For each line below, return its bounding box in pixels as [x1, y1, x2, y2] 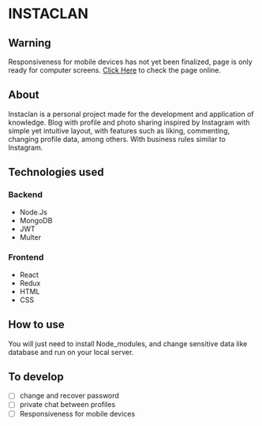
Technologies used [8, 166, 104, 179]
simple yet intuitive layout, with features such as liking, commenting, [8, 125, 230, 135]
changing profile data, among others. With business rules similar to [8, 134, 226, 144]
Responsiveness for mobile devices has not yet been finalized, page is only [8, 57, 253, 66]
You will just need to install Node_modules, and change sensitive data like [8, 338, 248, 348]
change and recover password [19, 391, 120, 401]
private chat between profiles [19, 400, 116, 409]
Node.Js [19, 207, 47, 217]
